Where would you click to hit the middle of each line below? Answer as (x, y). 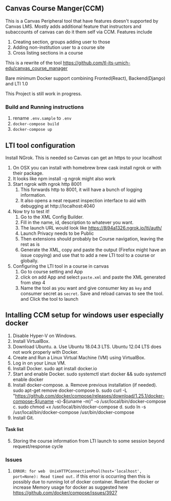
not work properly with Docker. (45, 352)
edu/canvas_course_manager (36, 68)
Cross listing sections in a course (48, 53)
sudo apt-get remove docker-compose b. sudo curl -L (70, 390)
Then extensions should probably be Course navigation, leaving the (92, 238)
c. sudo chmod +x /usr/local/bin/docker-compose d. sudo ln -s (79, 407)
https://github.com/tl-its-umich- (97, 63)
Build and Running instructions (45, 107)
